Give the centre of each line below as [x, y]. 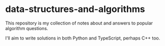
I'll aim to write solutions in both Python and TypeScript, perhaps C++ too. [83, 38]
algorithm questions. [27, 28]
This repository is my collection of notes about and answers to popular [79, 23]
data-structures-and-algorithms [75, 9]
